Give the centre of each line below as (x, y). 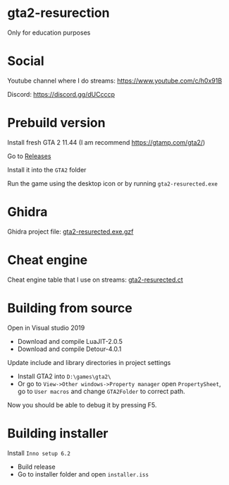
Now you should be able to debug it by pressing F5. (82, 405)
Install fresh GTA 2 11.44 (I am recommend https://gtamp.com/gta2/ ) (106, 142)
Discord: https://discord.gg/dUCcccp (61, 94)
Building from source (70, 308)
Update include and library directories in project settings (89, 362)
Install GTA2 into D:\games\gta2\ (64, 376)
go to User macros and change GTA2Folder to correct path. (101, 391)
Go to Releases (29, 156)
